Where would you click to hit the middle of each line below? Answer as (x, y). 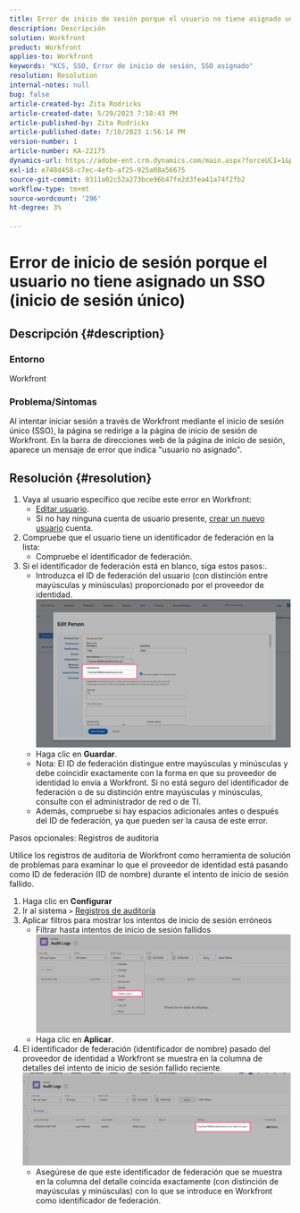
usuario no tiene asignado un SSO (137, 282)
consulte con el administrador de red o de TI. (118, 801)
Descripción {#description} (87, 333)
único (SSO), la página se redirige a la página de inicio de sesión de (133, 431)
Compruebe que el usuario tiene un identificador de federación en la (148, 537)
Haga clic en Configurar (67, 901)
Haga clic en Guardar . (76, 754)
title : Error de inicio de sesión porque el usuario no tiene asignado (145, 19)
